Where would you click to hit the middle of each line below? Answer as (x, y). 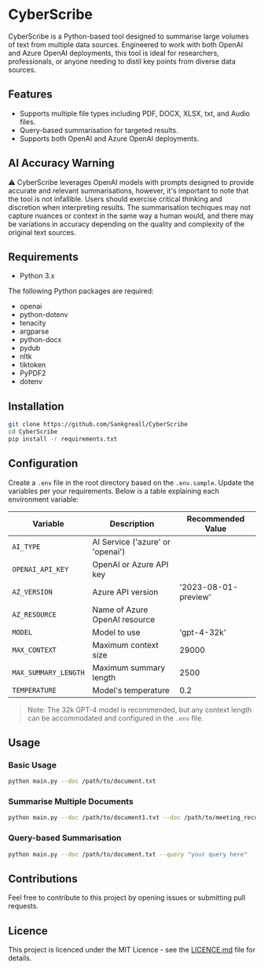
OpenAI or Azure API (130, 564)
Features (30, 95)
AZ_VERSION (32, 592)
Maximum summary (129, 668)
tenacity (33, 323)
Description (132, 523)
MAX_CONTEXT (35, 650)
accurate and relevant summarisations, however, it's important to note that (128, 190)
